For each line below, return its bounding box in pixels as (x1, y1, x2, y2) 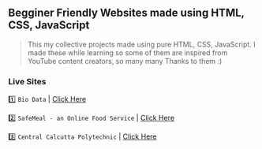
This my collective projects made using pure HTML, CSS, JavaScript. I (27, 39, 256, 49)
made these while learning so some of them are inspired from (27, 47, 228, 58)
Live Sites (8, 76, 47, 87)
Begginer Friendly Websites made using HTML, (8, 6, 245, 20)
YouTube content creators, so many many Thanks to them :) (27, 56, 223, 65)
